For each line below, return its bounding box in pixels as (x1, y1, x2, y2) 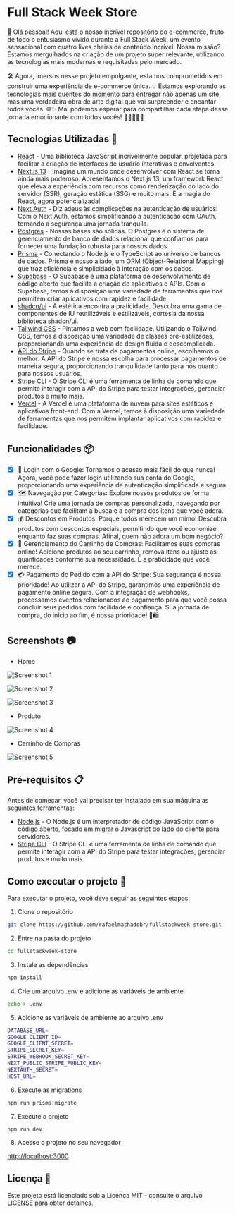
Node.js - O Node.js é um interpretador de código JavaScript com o (17, 818, 215, 826)
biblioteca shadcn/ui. (17, 317, 79, 325)
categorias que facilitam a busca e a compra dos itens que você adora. (17, 506, 224, 515)
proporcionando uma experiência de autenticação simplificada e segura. (17, 480, 228, 489)
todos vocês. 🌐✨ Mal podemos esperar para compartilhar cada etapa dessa (7, 104, 229, 113)
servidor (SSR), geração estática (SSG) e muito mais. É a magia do (17, 189, 210, 198)
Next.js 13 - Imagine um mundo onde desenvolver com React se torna (17, 166, 220, 175)
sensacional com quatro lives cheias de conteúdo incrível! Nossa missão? (7, 42, 221, 51)
